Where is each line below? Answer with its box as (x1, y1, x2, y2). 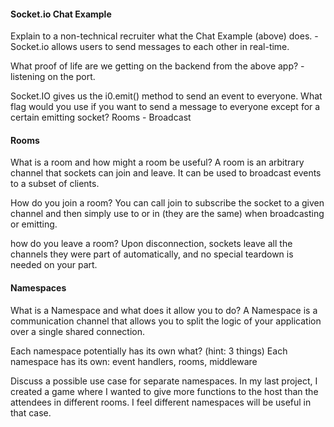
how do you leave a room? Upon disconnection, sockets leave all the (10, 238, 293, 250)
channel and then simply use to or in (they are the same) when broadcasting (10, 208, 325, 220)
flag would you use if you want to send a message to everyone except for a (10, 101, 321, 113)
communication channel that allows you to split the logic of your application (10, 315, 322, 327)
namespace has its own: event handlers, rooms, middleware (10, 355, 258, 367)
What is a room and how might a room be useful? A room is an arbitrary (10, 156, 305, 169)
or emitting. (10, 218, 58, 230)
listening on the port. (10, 71, 96, 83)
